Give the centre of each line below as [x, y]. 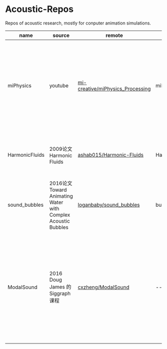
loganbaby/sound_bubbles [109, 205]
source [61, 35]
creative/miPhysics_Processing [114, 88]
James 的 [60, 287]
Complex [60, 215]
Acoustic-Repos [39, 9]
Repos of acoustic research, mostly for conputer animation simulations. [78, 23]
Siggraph [60, 293]
